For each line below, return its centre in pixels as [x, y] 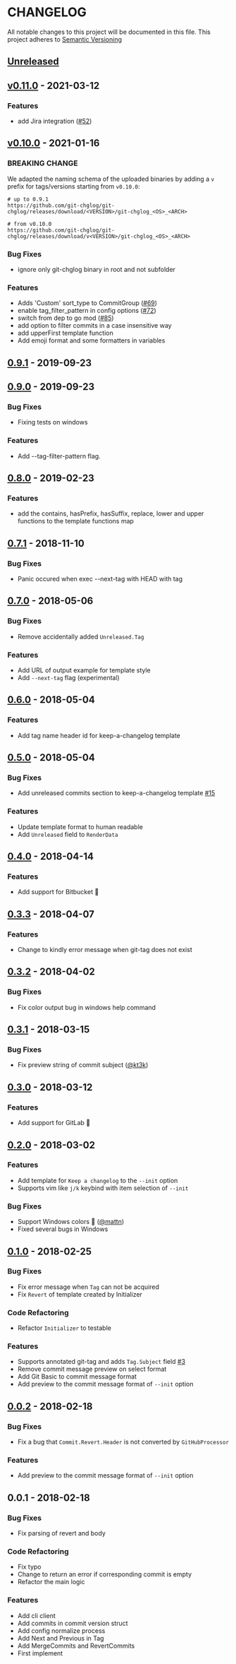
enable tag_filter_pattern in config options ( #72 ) [87, 311]
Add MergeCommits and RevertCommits [76, 1646]
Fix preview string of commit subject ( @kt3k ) [83, 1065]
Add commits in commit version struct [73, 1623]
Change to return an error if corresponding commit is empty [105, 1574]
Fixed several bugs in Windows [63, 1229]
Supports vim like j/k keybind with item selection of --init [103, 1188]
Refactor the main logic [51, 1582]
